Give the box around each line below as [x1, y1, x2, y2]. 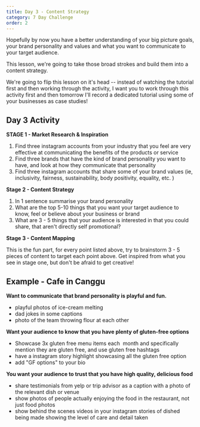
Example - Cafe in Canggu [6, 276, 106, 286]
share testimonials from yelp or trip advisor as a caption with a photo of [14, 382, 191, 389]
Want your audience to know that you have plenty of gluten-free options [6, 328, 189, 335]
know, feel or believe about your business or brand [14, 210, 140, 217]
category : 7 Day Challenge [6, 14, 73, 20]
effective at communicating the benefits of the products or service [14, 149, 179, 156]
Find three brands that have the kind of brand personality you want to [14, 155, 186, 162]
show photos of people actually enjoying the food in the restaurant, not [14, 395, 190, 402]
